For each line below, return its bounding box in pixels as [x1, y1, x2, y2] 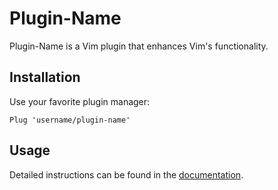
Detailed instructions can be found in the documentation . [9, 168, 244, 181]
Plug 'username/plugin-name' [9, 115, 131, 125]
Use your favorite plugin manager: [9, 95, 151, 107]
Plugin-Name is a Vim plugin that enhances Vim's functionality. [9, 40, 269, 52]
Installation [9, 69, 81, 86]
